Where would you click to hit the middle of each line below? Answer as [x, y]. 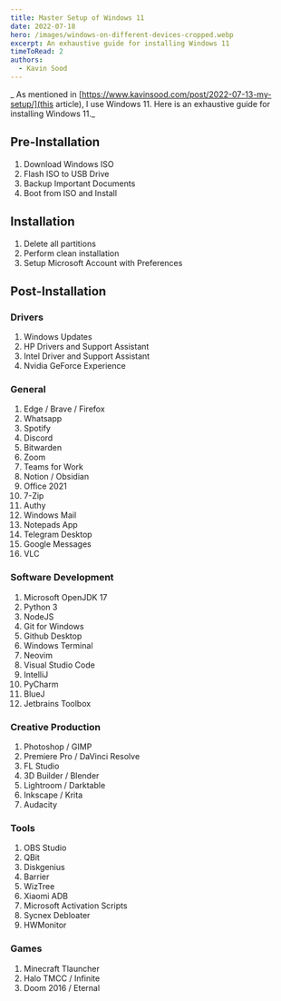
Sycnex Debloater [57, 916]
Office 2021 [45, 486]
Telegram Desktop [58, 535]
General [28, 390]
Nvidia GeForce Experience [74, 366]
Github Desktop [53, 636]
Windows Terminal [58, 645]
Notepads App [50, 525]
